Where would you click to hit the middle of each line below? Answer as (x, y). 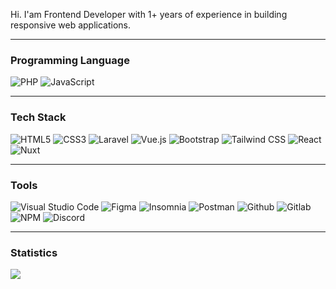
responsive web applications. (71, 25)
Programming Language (70, 60)
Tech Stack (38, 117)
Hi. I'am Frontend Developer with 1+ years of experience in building (149, 14)
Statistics (34, 252)
